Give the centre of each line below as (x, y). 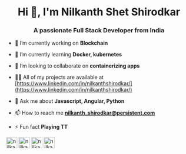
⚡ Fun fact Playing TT (41, 127)
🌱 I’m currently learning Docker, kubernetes (68, 55)
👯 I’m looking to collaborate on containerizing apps (77, 66)
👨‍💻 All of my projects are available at (59, 77)
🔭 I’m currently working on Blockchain (61, 43)
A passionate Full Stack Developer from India (99, 31)
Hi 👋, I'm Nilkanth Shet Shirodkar (99, 12)
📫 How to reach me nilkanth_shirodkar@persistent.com (85, 113)
